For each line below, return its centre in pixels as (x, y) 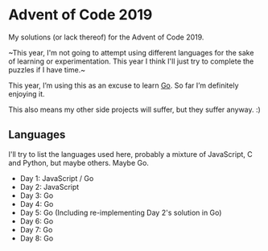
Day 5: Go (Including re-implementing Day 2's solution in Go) (121, 212)
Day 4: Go (37, 204)
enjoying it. (27, 93)
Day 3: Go (37, 195)
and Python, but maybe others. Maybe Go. (78, 163)
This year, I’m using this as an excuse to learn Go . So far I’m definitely (124, 85)
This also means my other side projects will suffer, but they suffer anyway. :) (135, 109)
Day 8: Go (37, 238)
